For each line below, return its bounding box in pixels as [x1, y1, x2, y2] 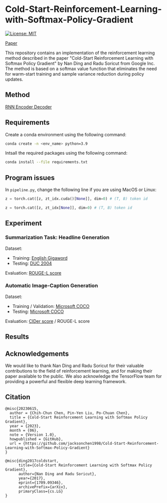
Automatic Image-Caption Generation [5, 282, 98, 289]
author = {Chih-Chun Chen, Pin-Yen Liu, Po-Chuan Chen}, [9, 410, 130, 415]
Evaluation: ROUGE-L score [5, 270, 62, 276]
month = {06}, [9, 428, 39, 433]
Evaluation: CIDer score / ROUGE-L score [5, 318, 90, 324]
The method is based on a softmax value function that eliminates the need [5, 66, 157, 72]
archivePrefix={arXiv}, [18, 484, 68, 490]
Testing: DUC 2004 [12, 260, 52, 266]
